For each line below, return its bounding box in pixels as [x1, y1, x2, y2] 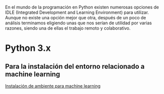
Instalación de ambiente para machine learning [5, 83, 101, 89]
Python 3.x [5, 43, 51, 54]
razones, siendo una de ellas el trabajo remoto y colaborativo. [5, 25, 131, 31]
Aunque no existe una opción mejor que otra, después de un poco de [5, 15, 146, 20]
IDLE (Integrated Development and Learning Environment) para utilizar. [5, 9, 149, 15]
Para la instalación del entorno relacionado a [5, 62, 145, 71]
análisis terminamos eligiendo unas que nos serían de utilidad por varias [5, 20, 152, 26]
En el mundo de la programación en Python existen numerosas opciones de [5, 4, 159, 10]
